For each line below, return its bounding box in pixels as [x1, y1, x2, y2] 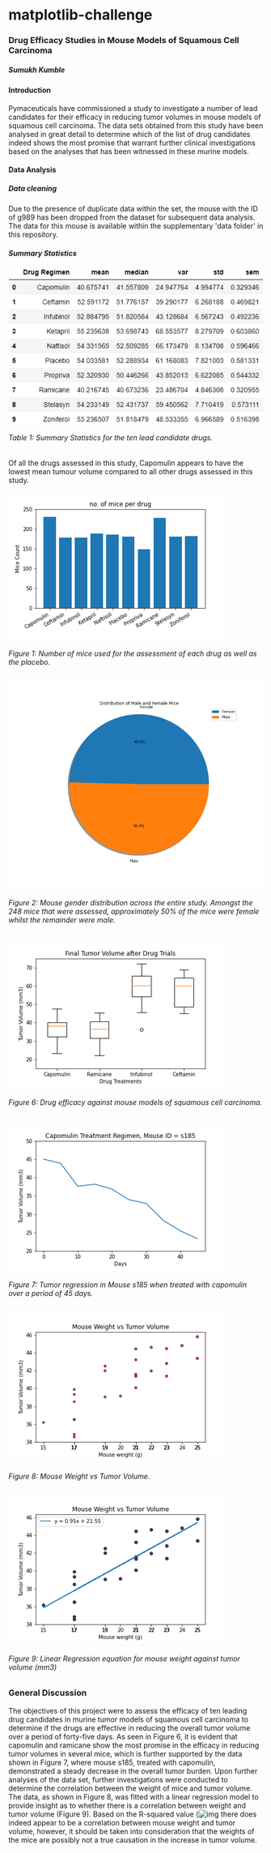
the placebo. [8, 657, 51, 666]
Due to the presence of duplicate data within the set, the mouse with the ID [8, 204, 259, 214]
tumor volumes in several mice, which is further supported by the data [8, 1748, 243, 1758]
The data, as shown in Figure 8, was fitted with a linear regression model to [8, 1791, 259, 1801]
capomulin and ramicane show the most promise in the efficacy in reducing [8, 1740, 260, 1750]
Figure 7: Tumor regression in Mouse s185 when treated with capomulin [8, 1280, 248, 1290]
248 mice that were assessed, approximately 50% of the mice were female [8, 906, 260, 917]
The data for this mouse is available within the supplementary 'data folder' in [8, 221, 264, 231]
